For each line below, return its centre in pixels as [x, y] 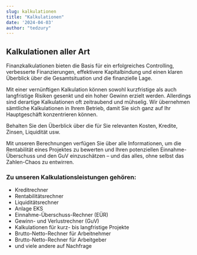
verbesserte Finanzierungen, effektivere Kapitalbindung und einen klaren [95, 72]
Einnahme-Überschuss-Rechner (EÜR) [61, 215]
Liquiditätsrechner [36, 202]
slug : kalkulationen [31, 11]
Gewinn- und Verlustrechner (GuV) [57, 221]
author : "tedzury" [29, 28]
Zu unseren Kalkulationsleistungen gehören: [71, 177]
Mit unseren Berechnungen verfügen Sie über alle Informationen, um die [94, 144]
